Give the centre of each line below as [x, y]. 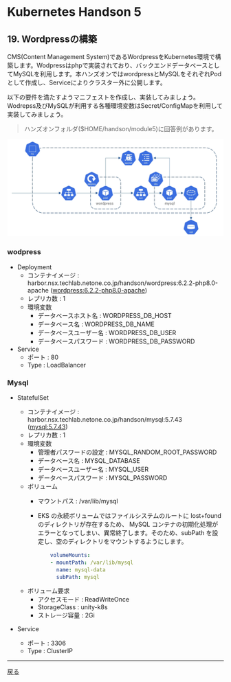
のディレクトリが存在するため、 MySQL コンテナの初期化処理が [128, 524]
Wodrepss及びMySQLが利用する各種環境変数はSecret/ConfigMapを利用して [115, 106]
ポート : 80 [43, 357]
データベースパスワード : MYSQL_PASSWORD [102, 477]
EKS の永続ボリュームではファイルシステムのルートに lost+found [130, 515]
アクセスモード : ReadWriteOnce [83, 600]
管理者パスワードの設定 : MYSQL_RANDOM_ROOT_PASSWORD [127, 452]
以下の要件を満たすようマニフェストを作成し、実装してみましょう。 [103, 97]
